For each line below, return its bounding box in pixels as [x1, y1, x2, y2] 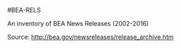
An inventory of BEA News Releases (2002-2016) [7, 19, 149, 27]
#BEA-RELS [7, 6, 41, 14]
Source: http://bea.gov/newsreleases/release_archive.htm [7, 33, 174, 41]
